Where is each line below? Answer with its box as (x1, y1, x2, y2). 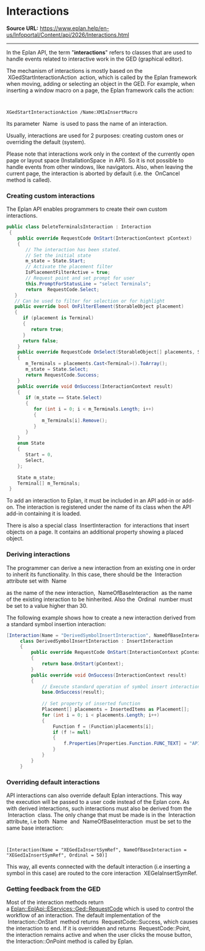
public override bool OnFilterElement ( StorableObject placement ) (14, 303, 184, 310)
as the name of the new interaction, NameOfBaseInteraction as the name (6, 589, 192, 596)
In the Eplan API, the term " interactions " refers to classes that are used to (6, 48, 192, 56)
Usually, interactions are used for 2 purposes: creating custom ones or (6, 132, 184, 139)
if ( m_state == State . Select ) (25, 395, 103, 401)
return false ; (22, 338, 59, 344)
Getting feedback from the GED (6, 884, 101, 893)
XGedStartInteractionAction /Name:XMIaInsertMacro (6, 109, 138, 115)
